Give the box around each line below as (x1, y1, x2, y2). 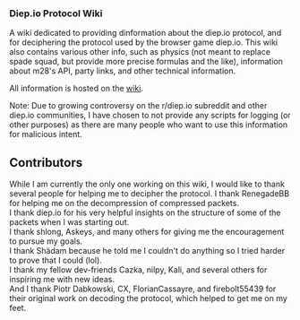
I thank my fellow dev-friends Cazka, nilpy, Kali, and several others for (9, 264, 268, 275)
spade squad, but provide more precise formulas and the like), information (9, 56, 284, 67)
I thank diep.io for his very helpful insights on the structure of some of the (9, 207, 281, 218)
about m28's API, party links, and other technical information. (9, 65, 236, 76)
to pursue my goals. (9, 236, 83, 246)
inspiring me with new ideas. (9, 274, 115, 285)
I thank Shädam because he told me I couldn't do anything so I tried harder (9, 246, 285, 256)
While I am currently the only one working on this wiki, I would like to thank (9, 178, 285, 190)
